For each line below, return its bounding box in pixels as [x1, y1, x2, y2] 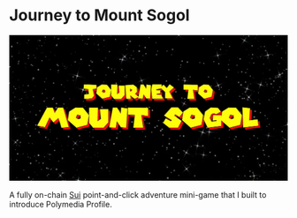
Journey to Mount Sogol [9, 5, 190, 26]
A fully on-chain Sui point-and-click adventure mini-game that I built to [9, 190, 267, 200]
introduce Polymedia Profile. [9, 199, 112, 210]
